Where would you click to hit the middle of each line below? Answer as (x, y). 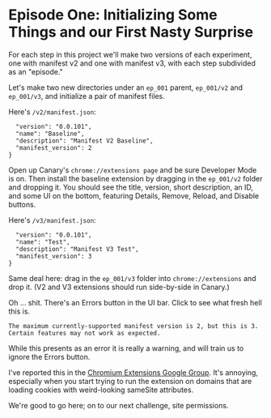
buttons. (22, 204)
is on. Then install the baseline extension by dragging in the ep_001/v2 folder (135, 178)
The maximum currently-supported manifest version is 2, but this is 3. (133, 326)
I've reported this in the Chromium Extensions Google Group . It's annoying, (133, 372)
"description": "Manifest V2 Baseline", (85, 141)
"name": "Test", (43, 242)
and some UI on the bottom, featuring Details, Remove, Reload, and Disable (134, 195)
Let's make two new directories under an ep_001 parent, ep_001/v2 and (126, 87)
